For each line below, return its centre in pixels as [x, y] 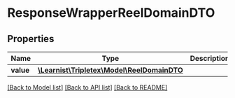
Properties [31, 39]
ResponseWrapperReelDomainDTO [111, 13]
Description [210, 58]
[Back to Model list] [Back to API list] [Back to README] [87, 87]
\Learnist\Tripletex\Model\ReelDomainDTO [110, 70]
